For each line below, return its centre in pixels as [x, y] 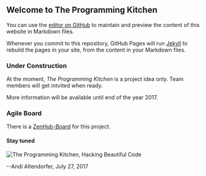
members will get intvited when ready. [55, 86]
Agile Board [24, 113]
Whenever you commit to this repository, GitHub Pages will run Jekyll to [97, 43]
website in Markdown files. [40, 31]
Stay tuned [21, 141]
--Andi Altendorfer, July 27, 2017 [48, 166]
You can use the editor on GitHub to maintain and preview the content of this [103, 25]
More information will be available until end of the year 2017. [82, 98]
